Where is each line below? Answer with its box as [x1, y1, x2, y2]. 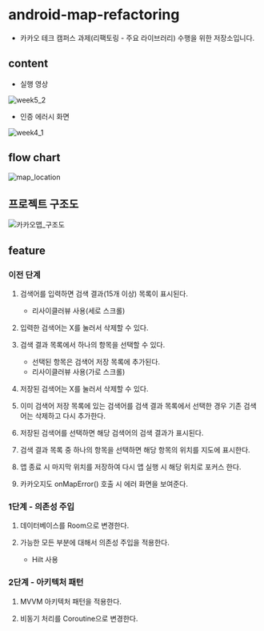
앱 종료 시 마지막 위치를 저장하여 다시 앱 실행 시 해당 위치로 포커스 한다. [19, 462, 242, 472]
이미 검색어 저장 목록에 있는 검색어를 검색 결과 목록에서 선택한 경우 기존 [19, 401, 242, 411]
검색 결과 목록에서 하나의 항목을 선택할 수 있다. [19, 340, 166, 350]
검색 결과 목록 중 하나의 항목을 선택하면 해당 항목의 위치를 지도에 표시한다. [19, 445, 250, 455]
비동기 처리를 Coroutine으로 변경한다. [19, 613, 138, 623]
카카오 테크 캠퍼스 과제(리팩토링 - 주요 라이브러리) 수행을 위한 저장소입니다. [19, 33, 255, 42]
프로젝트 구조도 [8, 197, 79, 211]
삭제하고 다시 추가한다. [34, 411, 106, 421]
